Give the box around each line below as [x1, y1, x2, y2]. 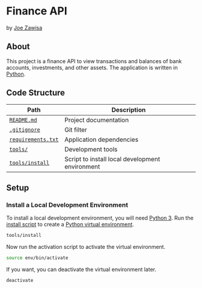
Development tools [64, 145, 118, 153]
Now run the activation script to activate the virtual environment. [6, 244, 166, 251]
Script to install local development [64, 155, 161, 163]
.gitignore [9, 126, 40, 133]
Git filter [64, 125, 87, 133]
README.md [9, 116, 37, 123]
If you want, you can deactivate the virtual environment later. [6, 266, 156, 273]
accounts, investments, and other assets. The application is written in [6, 64, 178, 71]
